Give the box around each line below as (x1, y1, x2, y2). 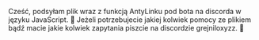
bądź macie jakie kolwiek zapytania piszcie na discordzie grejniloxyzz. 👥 (8, 24, 245, 32)
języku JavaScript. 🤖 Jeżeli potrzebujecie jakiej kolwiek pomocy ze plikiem (8, 15, 252, 24)
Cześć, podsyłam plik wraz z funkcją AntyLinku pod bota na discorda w (8, 7, 242, 16)
